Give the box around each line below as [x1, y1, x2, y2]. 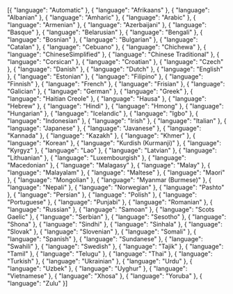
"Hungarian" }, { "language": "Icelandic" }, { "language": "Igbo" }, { [7, 109, 198, 117]
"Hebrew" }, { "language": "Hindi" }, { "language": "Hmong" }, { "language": [7, 102, 224, 110]
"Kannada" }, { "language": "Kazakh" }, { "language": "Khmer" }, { [7, 131, 196, 140]
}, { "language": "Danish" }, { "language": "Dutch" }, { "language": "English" [7, 65, 224, 73]
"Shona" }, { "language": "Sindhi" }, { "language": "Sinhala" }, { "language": [7, 220, 223, 228]
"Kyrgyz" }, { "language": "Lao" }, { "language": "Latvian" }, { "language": [7, 146, 217, 154]
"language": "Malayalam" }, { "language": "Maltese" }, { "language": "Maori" [7, 168, 225, 177]
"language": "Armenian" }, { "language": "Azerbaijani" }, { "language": [7, 21, 207, 28]
